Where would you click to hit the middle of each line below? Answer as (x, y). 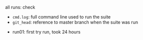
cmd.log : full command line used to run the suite (62, 17)
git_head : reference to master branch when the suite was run (75, 22)
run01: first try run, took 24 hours (46, 32)
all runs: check (20, 7)
